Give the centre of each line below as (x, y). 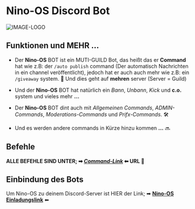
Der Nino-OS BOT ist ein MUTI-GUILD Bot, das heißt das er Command (100, 59)
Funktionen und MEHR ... (53, 46)
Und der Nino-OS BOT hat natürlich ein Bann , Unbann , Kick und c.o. (98, 90)
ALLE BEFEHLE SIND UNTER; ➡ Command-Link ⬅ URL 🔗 (75, 161)
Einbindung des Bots (45, 179)
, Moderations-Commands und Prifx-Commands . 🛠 (106, 114)
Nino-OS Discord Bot (58, 11)
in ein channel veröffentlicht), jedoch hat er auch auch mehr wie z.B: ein (102, 72)
